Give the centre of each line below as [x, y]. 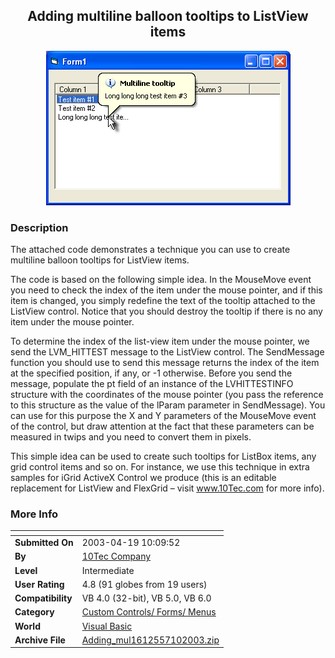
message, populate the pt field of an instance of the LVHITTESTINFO [152, 384]
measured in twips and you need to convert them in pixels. [131, 437]
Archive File [40, 640]
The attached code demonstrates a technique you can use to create [150, 250]
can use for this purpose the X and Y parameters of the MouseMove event [163, 416]
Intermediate [108, 570]
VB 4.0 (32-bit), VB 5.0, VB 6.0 [146, 598]
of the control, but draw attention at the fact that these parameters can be [162, 426]
